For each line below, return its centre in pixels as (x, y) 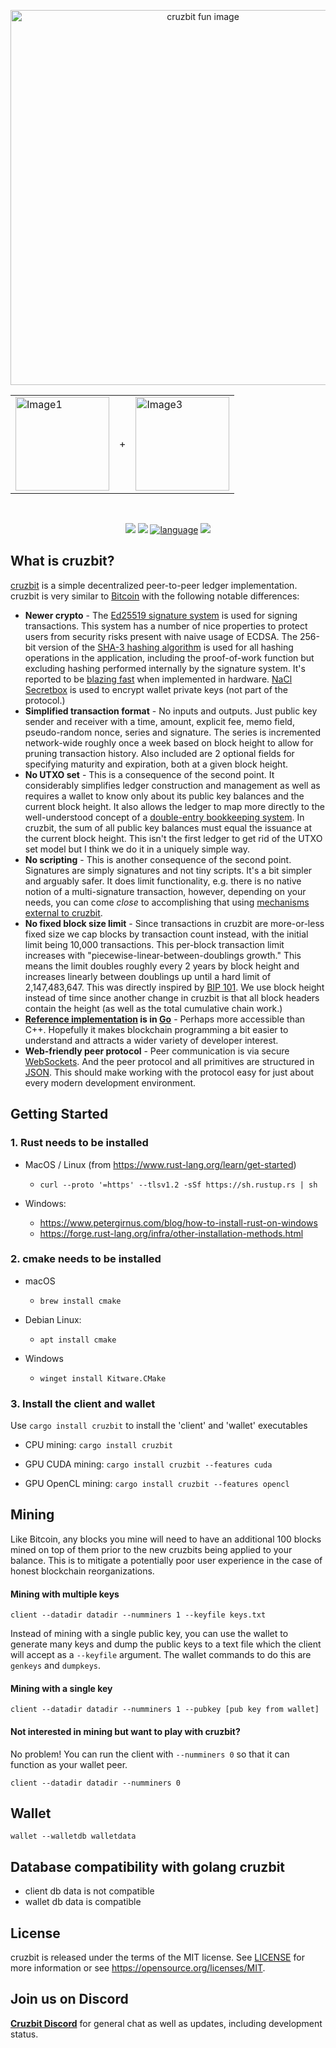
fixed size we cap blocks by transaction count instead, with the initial (166, 934)
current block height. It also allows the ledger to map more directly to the (174, 806)
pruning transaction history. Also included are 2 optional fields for (159, 753)
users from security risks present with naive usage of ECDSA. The (161, 636)
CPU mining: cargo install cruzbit (98, 1445)
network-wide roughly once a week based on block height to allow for (169, 742)
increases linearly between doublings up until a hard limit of (148, 976)
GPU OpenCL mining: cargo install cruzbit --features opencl (157, 1484)
